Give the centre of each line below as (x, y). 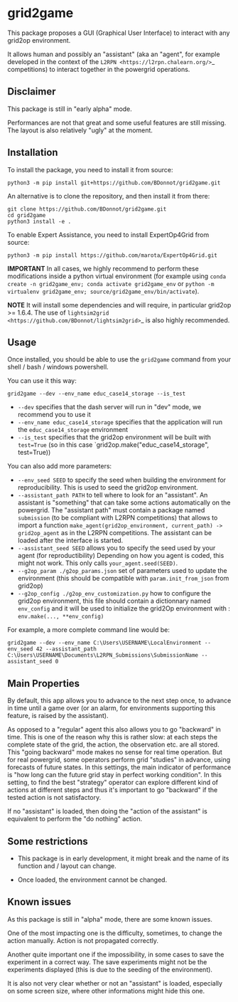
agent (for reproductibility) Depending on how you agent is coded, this (121, 556)
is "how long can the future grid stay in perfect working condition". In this (115, 775)
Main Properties (44, 684)
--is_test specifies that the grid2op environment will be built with (114, 437)
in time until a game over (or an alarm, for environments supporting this (112, 708)
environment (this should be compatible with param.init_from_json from (123, 579)
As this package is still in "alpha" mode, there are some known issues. (110, 919)
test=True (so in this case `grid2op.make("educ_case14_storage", (113, 445)
